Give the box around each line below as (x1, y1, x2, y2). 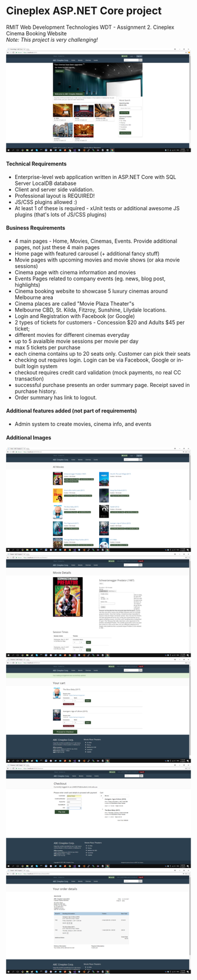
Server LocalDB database (14, 180, 77, 187)
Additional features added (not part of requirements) (6, 408, 137, 415)
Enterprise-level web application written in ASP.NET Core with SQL (14, 173, 176, 180)
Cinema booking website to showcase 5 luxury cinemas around (14, 287, 168, 294)
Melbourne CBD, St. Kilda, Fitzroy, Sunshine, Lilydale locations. (14, 306, 167, 313)
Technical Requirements (6, 160, 67, 167)
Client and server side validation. (14, 186, 94, 193)
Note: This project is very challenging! (6, 36, 98, 43)
